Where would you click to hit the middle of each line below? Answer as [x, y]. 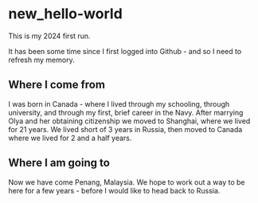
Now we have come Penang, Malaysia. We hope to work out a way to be [127, 182]
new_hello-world [66, 14]
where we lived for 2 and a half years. [70, 138]
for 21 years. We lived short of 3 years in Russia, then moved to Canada [125, 129]
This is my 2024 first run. [49, 36]
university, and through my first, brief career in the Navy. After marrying [126, 112]
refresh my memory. [41, 60]
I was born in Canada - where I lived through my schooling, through [119, 103]
